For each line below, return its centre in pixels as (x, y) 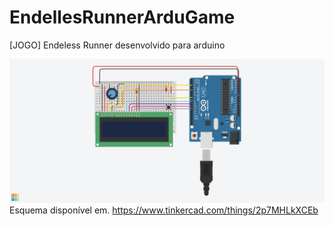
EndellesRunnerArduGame (122, 17)
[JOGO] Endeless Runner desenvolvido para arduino (117, 45)
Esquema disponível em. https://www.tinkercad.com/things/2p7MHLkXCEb (164, 210)
